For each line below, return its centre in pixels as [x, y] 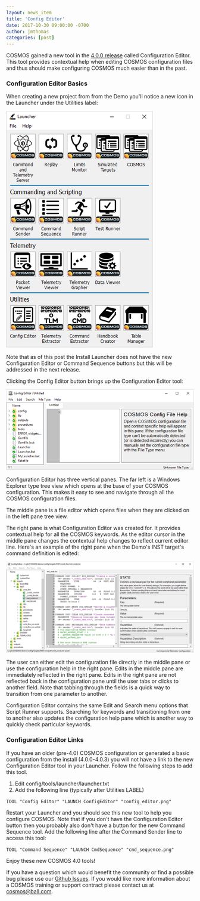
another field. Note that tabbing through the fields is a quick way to [88, 688]
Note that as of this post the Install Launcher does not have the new [89, 357]
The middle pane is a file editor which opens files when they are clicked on [98, 510]
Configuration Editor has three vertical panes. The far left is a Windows [93, 479]
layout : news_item [29, 13]
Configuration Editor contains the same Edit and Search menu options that [97, 705]
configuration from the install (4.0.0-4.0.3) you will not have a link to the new [100, 759]
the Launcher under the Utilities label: [52, 103]
